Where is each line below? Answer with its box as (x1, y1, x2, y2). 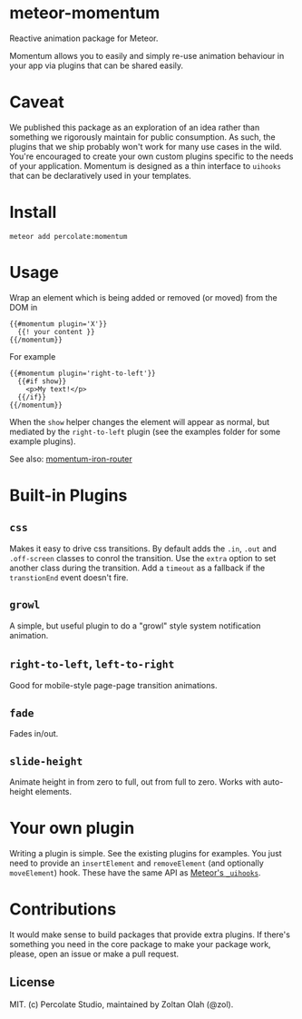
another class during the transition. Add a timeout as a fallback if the (9, 562, 266, 573)
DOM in (9, 302, 38, 312)
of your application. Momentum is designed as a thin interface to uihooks (9, 160, 281, 171)
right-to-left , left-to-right (9, 656, 175, 671)
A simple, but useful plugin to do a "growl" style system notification (9, 620, 261, 631)
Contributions (9, 899, 116, 920)
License (9, 974, 55, 990)
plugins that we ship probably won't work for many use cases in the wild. (9, 141, 283, 152)
